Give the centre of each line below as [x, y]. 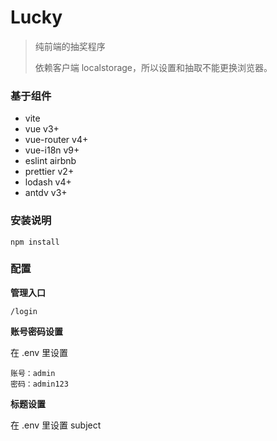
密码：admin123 [39, 384]
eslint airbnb [50, 161]
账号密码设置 [36, 331]
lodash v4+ [48, 182]
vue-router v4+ [56, 140]
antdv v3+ [46, 193]
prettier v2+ [49, 172]
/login [24, 311]
